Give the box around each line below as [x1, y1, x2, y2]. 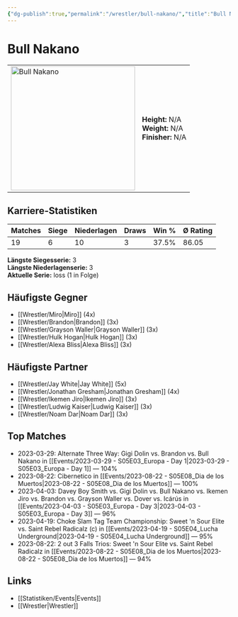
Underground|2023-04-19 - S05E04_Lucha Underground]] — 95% [17, 532, 214, 540]
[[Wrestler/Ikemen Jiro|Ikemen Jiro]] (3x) [17, 395, 137, 403]
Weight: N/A [142, 123, 183, 133]
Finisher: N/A [142, 132, 187, 142]
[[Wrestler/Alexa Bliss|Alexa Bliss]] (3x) [17, 341, 132, 349]
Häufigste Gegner [7, 291, 88, 303]
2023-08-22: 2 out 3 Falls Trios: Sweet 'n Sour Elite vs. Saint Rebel [17, 539, 213, 548]
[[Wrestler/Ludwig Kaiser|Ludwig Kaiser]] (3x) [17, 402, 152, 411]
